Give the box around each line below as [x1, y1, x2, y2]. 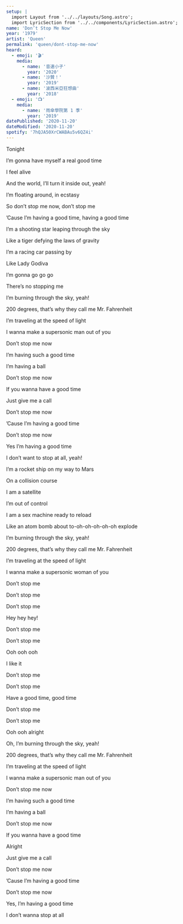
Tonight [6, 145, 25, 152]
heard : [6, 47, 22, 53]
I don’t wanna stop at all [6, 911, 64, 918]
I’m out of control [6, 500, 48, 507]
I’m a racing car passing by [6, 248, 72, 255]
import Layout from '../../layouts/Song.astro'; [11, 14, 133, 20]
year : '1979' [6, 31, 38, 37]
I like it [6, 660, 22, 667]
